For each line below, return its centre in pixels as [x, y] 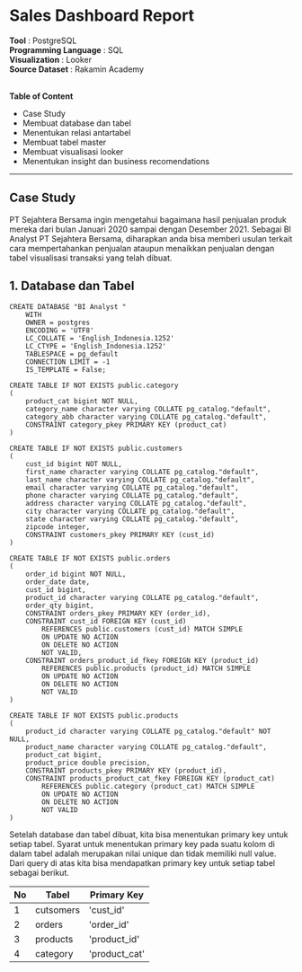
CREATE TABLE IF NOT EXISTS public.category [94, 385]
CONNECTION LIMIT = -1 [68, 362]
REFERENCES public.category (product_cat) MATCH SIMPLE [148, 786]
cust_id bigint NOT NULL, [74, 464]
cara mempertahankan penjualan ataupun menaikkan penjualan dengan [142, 248]
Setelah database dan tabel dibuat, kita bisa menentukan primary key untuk [149, 834]
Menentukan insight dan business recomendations [115, 161]
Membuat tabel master [64, 142]
